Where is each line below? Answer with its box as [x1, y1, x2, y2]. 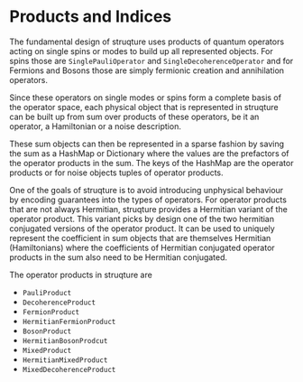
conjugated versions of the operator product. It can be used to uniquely [9, 223, 275, 234]
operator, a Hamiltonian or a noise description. [9, 120, 182, 132]
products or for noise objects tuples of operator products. [9, 167, 224, 178]
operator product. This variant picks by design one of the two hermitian [9, 213, 275, 224]
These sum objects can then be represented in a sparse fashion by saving [9, 138, 285, 149]
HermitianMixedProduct [22, 355, 108, 365]
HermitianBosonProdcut [22, 336, 108, 345]
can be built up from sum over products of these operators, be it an [9, 111, 260, 122]
